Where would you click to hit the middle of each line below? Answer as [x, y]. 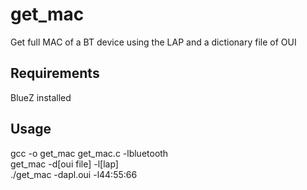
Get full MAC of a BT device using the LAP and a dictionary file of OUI [153, 42]
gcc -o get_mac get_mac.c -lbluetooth [89, 153]
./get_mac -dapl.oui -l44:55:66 [74, 174]
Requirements [55, 73]
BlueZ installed [41, 97]
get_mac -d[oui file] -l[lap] [64, 164]
